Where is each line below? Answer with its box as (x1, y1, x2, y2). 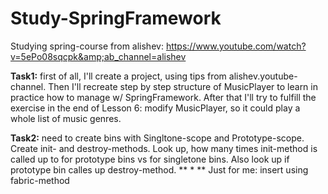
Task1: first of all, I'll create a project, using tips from (10, 70, 227, 82)
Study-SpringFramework (10, 7, 222, 30)
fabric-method (10, 174, 70, 186)
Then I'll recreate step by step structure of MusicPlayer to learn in (48, 80, 318, 92)
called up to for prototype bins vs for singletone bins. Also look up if (10, 153, 290, 165)
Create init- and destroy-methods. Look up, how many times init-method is (10, 142, 318, 154)
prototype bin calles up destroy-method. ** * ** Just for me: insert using (10, 163, 309, 176)
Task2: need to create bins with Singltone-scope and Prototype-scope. (10, 132, 305, 144)
